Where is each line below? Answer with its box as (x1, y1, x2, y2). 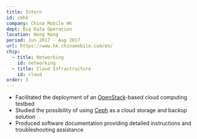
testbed (15, 100, 35, 107)
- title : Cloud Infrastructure (12, 65, 91, 72)
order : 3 (6, 77, 29, 83)
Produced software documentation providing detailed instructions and (15, 119, 192, 127)
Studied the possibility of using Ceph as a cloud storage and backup (15, 107, 187, 114)
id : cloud (17, 71, 43, 77)
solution (15, 113, 35, 121)
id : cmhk (6, 15, 29, 21)
